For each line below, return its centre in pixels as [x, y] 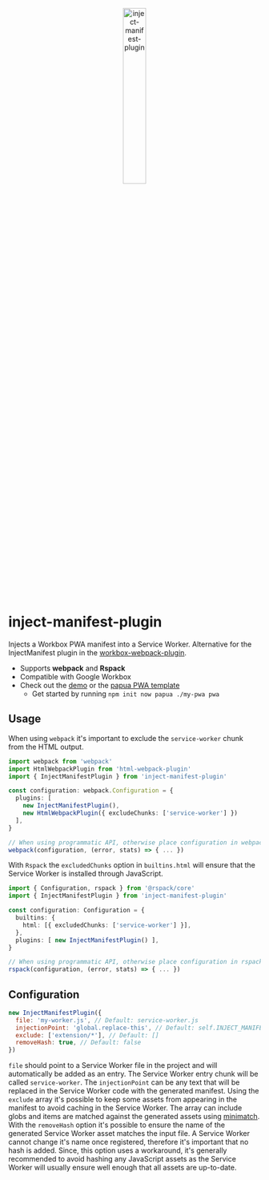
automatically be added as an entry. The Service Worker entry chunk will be [133, 1074]
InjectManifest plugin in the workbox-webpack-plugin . [97, 652]
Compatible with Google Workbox [76, 676]
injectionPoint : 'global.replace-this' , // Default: [105, 1028]
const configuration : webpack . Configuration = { [91, 791]
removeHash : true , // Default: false [78, 1043]
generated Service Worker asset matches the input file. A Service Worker [129, 1134]
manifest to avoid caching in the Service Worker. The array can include [125, 1108]
